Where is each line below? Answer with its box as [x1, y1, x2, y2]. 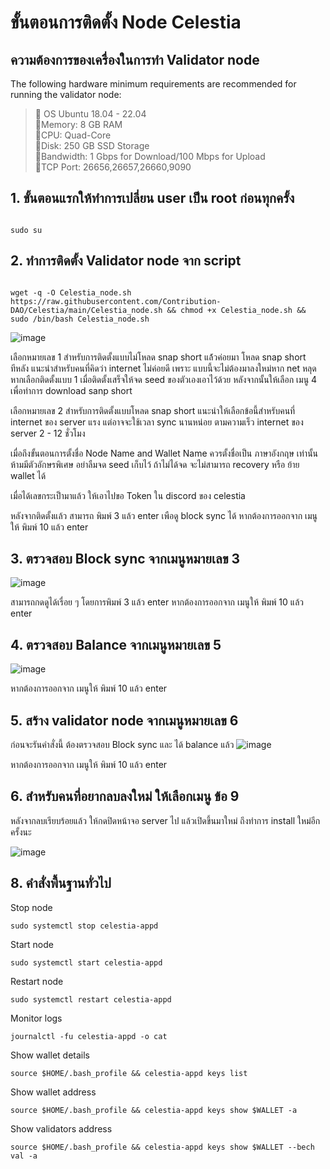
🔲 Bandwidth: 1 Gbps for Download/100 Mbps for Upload [34, 151, 266, 162]
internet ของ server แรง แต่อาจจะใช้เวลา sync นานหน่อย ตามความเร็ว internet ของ [10, 416, 304, 428]
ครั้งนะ [10, 826, 32, 838]
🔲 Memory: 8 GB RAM [34, 119, 123, 130]
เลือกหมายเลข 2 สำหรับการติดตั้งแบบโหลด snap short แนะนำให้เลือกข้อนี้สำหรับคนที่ [10, 404, 296, 416]
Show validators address [10, 1122, 113, 1135]
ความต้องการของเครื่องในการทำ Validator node [10, 51, 260, 68]
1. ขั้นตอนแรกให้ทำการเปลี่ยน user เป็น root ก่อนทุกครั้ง [10, 190, 295, 207]
